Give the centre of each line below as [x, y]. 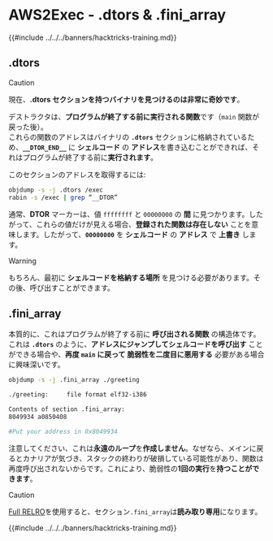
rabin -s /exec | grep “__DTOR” [63, 197]
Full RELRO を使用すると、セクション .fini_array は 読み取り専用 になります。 [135, 511]
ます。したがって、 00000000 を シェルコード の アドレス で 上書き [131, 234]
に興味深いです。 [37, 365]
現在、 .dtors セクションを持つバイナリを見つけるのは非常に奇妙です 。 [126, 99]
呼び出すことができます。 [72, 288]
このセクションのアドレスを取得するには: [77, 174]
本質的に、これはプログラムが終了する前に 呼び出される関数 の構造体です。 [134, 334]
